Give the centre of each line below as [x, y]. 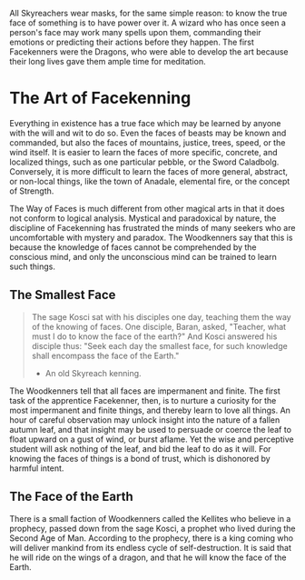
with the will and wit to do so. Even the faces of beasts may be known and [148, 133]
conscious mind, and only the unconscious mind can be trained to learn [143, 256]
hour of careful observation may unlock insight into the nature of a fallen [145, 420]
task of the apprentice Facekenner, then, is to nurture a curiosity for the [143, 400]
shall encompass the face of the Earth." [105, 355]
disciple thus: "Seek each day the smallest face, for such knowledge [159, 345]
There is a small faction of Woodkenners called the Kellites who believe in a [150, 518]
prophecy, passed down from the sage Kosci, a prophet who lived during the [152, 528]
